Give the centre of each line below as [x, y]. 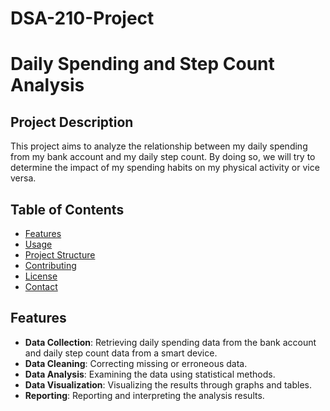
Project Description [72, 122]
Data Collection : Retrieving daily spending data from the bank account [170, 342]
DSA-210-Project [82, 18]
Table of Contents [67, 209]
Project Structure [60, 255]
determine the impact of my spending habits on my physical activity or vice [165, 168]
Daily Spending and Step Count [142, 64]
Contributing [50, 265]
